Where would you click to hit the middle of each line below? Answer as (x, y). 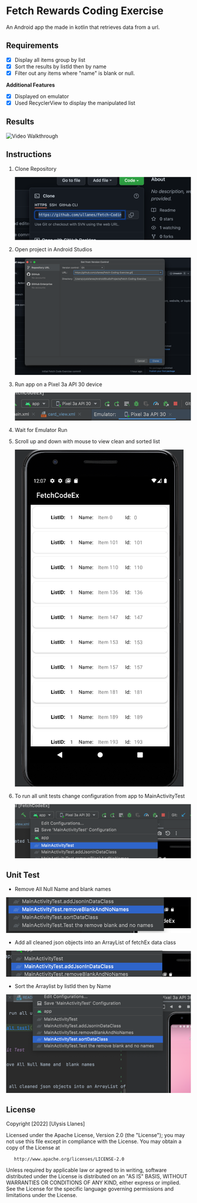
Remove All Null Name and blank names (63, 889)
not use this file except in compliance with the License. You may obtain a (94, 1141)
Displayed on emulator (42, 96)
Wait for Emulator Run (41, 430)
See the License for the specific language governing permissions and (90, 1189)
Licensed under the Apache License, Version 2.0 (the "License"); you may (96, 1135)
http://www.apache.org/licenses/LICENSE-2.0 (69, 1159)
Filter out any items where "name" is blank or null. (75, 73)
